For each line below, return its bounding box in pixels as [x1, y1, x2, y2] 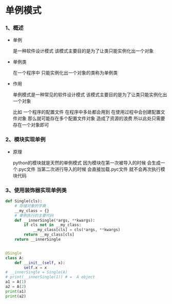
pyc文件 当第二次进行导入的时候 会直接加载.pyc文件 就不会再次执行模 [18, 166, 165, 172]
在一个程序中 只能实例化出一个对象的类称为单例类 [12, 70, 118, 76]
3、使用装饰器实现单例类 [5, 186, 67, 193]
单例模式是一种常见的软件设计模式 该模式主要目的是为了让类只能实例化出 [12, 92, 167, 98]
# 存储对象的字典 [14, 203, 46, 208]
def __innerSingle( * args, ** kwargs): [14, 218, 95, 223]
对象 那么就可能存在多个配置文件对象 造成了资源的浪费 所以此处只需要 [17, 115, 165, 121]
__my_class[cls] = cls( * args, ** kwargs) [32, 227, 121, 233]
